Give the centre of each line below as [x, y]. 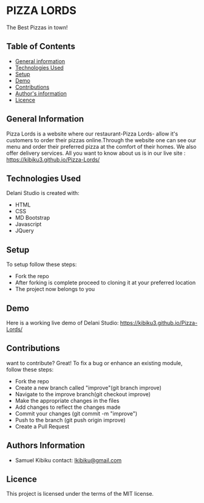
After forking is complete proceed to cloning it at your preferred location [105, 282]
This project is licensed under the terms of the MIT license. [80, 494]
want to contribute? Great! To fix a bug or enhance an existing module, [95, 363]
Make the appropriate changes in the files [67, 400]
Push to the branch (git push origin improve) [70, 420]
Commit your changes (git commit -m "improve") [76, 413]
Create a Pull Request [42, 426]
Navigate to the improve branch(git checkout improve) [83, 394]
